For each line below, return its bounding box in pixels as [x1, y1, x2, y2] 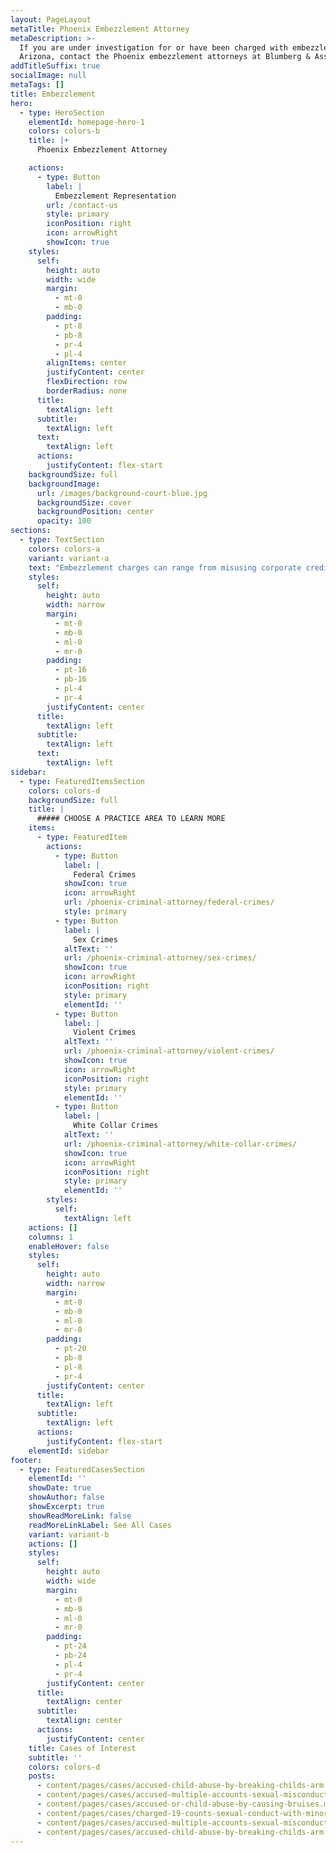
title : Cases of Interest [28, 1743, 137, 1753]
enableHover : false [28, 1241, 110, 1251]
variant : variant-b [28, 1529, 110, 1540]
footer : [10, 1455, 43, 1465]
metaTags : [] [10, 80, 65, 90]
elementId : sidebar [28, 1446, 110, 1456]
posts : [28, 1771, 56, 1781]
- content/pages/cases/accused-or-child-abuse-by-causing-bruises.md [36, 1799, 333, 1809]
